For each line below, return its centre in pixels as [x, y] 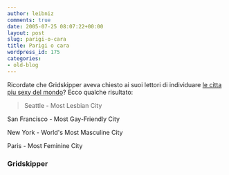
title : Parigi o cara [38, 46]
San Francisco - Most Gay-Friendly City [63, 119]
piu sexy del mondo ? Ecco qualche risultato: [70, 92]
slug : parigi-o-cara [37, 39]
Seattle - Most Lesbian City [63, 105]
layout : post [26, 33]
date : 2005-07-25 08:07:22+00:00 [55, 26]
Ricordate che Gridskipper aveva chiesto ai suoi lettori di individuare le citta [114, 84]
